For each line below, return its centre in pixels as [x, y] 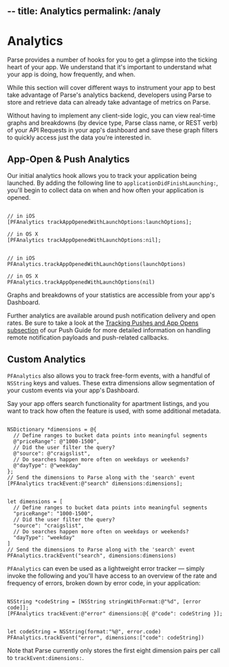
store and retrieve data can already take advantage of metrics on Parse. [109, 102]
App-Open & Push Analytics [68, 159]
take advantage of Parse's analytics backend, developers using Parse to [109, 95]
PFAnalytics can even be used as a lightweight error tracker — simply [106, 568]
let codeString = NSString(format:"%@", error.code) [84, 631]
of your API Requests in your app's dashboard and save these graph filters [113, 131]
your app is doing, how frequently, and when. [71, 74]
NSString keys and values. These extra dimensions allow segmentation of [111, 383]
